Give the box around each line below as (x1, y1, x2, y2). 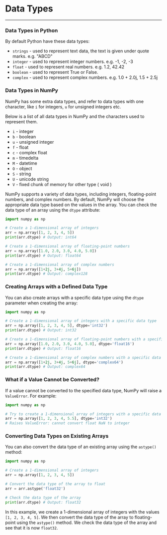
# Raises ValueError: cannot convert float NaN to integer (5, 421, 130, 426)
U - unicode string (12, 176, 49, 182)
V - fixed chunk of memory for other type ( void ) (12, 181, 112, 187)
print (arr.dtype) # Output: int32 (5, 328, 77, 333)
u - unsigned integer (12, 139, 54, 145)
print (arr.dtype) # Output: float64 (5, 253, 81, 258)
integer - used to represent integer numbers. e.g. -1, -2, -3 (12, 58, 133, 65)
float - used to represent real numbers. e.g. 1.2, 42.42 (12, 64, 125, 70)
